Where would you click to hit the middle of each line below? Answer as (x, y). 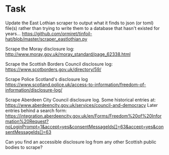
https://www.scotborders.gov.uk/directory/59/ (53, 69)
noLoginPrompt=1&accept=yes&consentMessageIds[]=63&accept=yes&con (85, 127)
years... (13, 33)
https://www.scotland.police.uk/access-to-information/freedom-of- (76, 85)
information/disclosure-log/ (34, 90)
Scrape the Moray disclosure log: (40, 49)
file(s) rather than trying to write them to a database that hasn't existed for (83, 28)
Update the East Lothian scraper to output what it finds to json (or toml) (79, 23)
